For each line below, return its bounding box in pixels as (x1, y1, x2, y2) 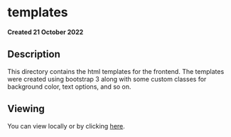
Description (7, 48, 60, 60)
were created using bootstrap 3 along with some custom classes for (7, 75, 207, 83)
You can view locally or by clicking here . (7, 121, 126, 130)
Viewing (7, 103, 45, 115)
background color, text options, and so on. (7, 82, 131, 91)
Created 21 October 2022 (7, 28, 84, 36)
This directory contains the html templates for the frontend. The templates (7, 67, 225, 75)
